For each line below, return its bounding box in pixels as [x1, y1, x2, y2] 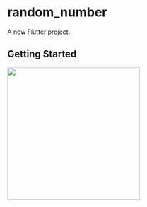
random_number [7, 4, 107, 20]
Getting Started [7, 48, 77, 60]
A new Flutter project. [7, 28, 71, 36]
